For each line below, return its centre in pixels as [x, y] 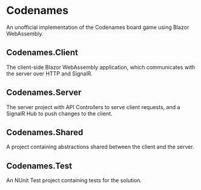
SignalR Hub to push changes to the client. [59, 113]
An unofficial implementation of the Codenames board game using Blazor [98, 27]
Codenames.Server [44, 93]
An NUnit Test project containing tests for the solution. [74, 180]
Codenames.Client [42, 53]
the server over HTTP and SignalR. [49, 74]
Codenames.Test [39, 166]
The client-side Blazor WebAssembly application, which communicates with [101, 67]
